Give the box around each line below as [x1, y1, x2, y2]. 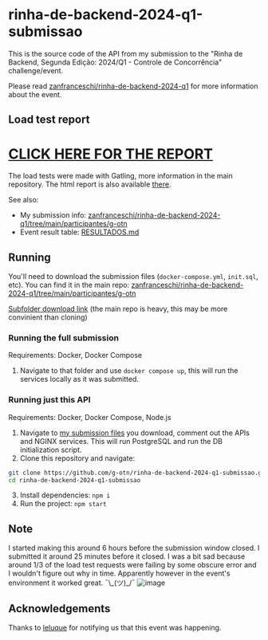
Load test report [8, 113, 90, 127]
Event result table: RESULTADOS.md [19, 227, 140, 237]
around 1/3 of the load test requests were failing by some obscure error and [8, 560, 257, 570]
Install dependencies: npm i [19, 490, 110, 500]
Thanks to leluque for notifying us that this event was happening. [8, 623, 222, 633]
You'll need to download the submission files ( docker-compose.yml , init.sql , [8, 272, 258, 281]
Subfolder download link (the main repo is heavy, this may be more [8, 304, 228, 314]
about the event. [8, 89, 62, 99]
